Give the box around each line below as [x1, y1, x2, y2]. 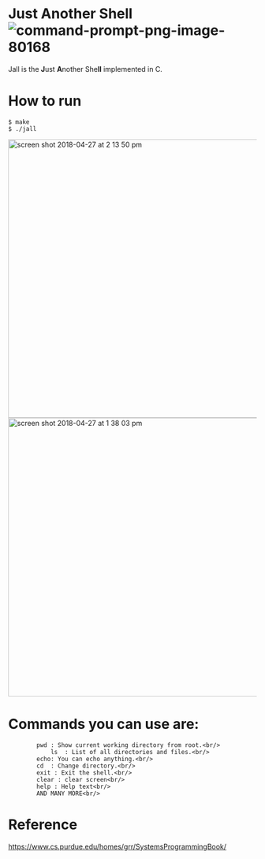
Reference [8, 816, 77, 833]
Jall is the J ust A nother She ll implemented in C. [8, 64, 163, 73]
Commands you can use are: [8, 715, 200, 734]
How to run [8, 92, 82, 110]
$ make [8, 118, 30, 126]
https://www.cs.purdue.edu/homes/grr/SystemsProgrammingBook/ [8, 842, 227, 851]
